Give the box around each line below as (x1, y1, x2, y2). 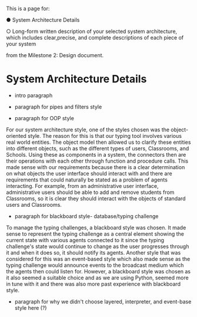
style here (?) (14, 304, 47, 311)
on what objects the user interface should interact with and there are (6, 170, 172, 177)
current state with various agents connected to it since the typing (6, 236, 165, 243)
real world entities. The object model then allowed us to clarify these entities (6, 138, 191, 146)
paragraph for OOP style (14, 114, 75, 121)
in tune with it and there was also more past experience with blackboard (6, 280, 181, 288)
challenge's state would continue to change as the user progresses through (6, 243, 189, 250)
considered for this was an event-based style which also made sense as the (6, 255, 191, 262)
